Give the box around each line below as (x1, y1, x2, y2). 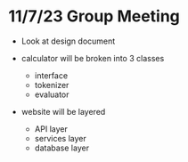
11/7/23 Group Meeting (8, 6, 180, 27)
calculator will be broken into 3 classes (20, 53, 165, 63)
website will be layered (20, 106, 106, 117)
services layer (34, 133, 86, 143)
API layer (34, 123, 68, 134)
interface (34, 69, 69, 81)
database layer (34, 142, 90, 153)
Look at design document (20, 36, 116, 46)
